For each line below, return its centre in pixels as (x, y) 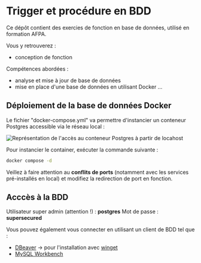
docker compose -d (29, 161)
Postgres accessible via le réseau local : (56, 126)
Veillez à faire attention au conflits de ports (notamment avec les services (98, 172)
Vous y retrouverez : (31, 46)
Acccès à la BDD (37, 197)
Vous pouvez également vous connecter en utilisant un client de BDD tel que (100, 229)
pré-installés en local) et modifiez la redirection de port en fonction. (89, 179)
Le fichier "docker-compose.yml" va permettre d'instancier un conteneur (96, 120)
